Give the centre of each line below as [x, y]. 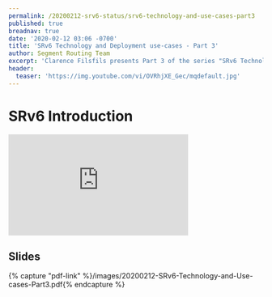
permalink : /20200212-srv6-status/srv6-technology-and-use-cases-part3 [132, 16]
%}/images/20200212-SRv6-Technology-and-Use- [168, 276]
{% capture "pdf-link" [45, 276]
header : [21, 69]
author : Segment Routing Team [59, 53]
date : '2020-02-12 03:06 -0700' [63, 38]
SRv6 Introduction [71, 116]
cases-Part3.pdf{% [40, 285]
